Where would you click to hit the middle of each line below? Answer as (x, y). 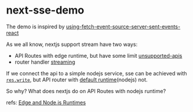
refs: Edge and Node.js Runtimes (46, 102)
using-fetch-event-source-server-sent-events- (123, 27)
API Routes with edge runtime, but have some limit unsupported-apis (98, 55)
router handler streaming (45, 62)
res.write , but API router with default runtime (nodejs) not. (77, 80)
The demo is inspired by (35, 27)
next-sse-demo (45, 10)
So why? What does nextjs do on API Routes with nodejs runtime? (86, 91)
